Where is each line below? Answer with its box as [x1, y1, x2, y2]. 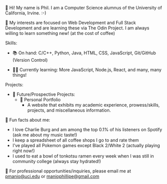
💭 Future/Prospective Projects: [12, 91, 76, 97]
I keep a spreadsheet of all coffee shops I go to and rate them [12, 137, 139, 143]
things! [12, 72, 27, 78]
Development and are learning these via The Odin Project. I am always [5, 25, 150, 31]
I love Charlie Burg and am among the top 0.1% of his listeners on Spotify [12, 127, 163, 132]
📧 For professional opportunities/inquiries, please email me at [5, 168, 131, 174]
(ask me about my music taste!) [12, 132, 77, 138]
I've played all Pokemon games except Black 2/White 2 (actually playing [12, 143, 161, 148]
